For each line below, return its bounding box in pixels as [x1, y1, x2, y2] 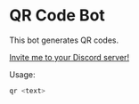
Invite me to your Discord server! [9, 52, 130, 62]
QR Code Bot [9, 5, 105, 26]
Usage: [9, 68, 36, 80]
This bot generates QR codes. [9, 35, 119, 45]
